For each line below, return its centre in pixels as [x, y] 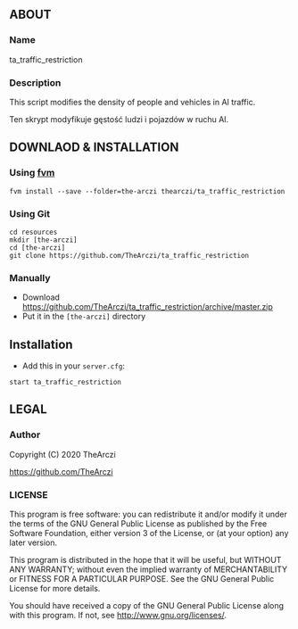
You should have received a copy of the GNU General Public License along [146, 606]
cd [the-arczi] [37, 248]
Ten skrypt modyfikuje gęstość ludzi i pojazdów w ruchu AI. [119, 119]
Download [41, 297]
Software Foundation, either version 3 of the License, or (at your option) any [149, 534]
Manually [30, 277]
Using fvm [32, 173]
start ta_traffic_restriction [66, 383]
